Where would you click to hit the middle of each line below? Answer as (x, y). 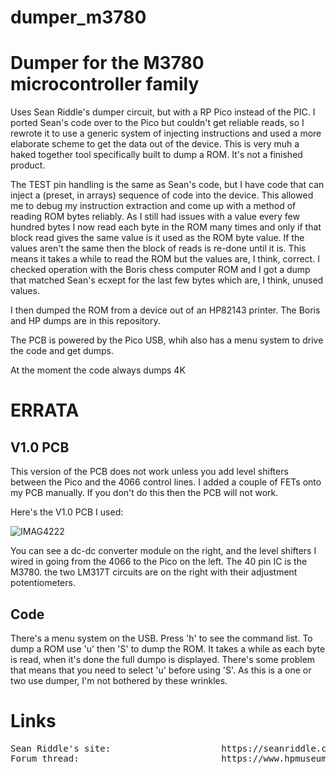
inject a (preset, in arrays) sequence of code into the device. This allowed (162, 195)
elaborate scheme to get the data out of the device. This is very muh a (155, 144)
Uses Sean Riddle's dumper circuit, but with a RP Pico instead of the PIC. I (163, 112)
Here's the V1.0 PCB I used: (67, 512)
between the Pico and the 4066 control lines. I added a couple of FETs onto (166, 482)
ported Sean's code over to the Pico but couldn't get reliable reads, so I (157, 123)
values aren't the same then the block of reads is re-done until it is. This (158, 248)
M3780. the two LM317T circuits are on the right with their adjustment (154, 572)
